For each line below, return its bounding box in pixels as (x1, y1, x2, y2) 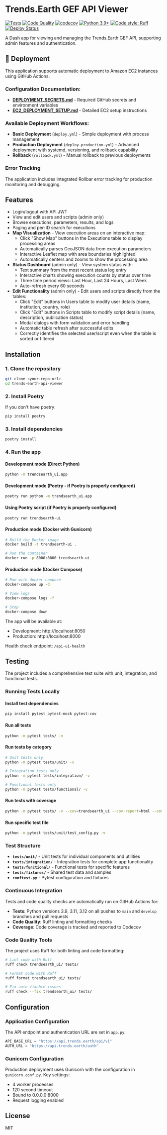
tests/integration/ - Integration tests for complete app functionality (12, 859, 154, 865)
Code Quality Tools (5, 936, 52, 943)
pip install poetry (5, 414, 46, 419)
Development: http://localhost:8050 (12, 628, 85, 634)
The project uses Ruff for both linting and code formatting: (5, 947, 125, 953)
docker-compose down (5, 609, 48, 614)
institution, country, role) (19, 304, 71, 310)
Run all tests (5, 722, 31, 728)
